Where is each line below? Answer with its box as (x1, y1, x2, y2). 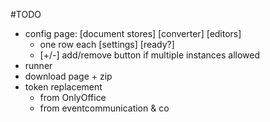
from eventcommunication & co (39, 102, 170, 114)
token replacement (24, 81, 103, 93)
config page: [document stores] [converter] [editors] (24, 28, 242, 39)
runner (24, 60, 53, 71)
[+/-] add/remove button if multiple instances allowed (39, 49, 261, 61)
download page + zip (24, 70, 113, 82)
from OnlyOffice (39, 92, 107, 103)
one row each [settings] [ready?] (39, 39, 175, 50)
